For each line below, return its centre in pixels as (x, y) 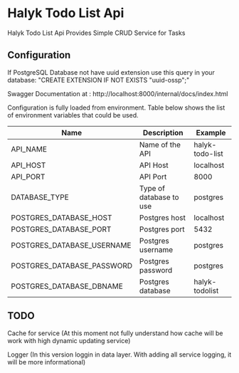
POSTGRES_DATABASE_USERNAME (71, 245)
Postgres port (162, 229)
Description (163, 132)
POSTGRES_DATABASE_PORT (61, 229)
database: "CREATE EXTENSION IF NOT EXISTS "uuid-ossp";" (99, 80)
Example (211, 132)
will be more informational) (47, 362)
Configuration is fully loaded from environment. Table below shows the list (116, 107)
